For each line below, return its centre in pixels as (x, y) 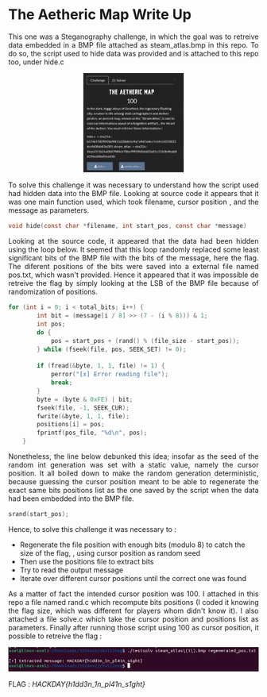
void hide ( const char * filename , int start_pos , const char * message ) (128, 226)
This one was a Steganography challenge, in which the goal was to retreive (133, 37)
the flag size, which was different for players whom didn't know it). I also (133, 610)
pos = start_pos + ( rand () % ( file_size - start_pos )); (145, 341)
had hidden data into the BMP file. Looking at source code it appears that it (133, 194)
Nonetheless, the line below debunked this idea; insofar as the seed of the (133, 456)
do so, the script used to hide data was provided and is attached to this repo (133, 53)
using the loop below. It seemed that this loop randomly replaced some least (133, 250)
